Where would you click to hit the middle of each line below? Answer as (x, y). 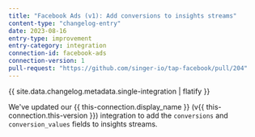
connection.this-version (48, 115)
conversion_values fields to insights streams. (83, 124)
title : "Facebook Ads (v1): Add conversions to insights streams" (123, 16)
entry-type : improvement (50, 38)
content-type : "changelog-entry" (65, 23)
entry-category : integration (57, 46)
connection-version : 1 (47, 61)
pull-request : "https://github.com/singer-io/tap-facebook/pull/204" (128, 68)
